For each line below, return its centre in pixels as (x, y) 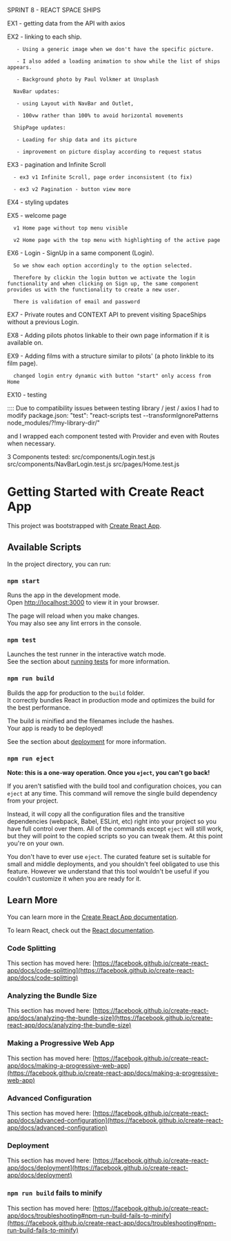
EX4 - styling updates (38, 202)
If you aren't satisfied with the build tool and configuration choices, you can (114, 786)
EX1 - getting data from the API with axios (66, 23)
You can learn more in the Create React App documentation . (93, 917)
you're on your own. (36, 843)
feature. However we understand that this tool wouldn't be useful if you (108, 871)
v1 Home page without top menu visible (71, 228)
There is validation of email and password (77, 302)
